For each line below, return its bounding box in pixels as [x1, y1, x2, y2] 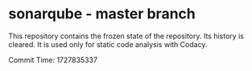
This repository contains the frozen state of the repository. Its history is [8, 31, 244, 41]
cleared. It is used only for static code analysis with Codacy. [8, 39, 208, 49]
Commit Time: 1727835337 [8, 55, 98, 65]
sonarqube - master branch [8, 5, 196, 23]
